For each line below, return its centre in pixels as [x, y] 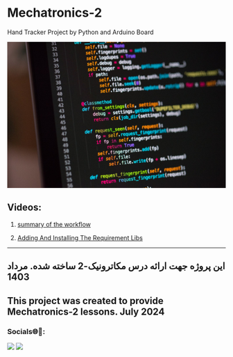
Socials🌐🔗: [26, 331]
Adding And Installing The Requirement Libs [80, 237]
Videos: [24, 208]
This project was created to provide [86, 301]
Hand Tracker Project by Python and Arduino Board [80, 32]
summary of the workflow [54, 224]
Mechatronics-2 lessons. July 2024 [86, 311]
